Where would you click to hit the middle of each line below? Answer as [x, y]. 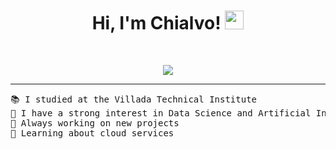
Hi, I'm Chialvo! [156, 23]
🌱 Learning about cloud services [92, 133]
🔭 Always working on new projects [95, 123]
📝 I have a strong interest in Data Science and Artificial [161, 113]
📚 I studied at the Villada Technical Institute [134, 99]
